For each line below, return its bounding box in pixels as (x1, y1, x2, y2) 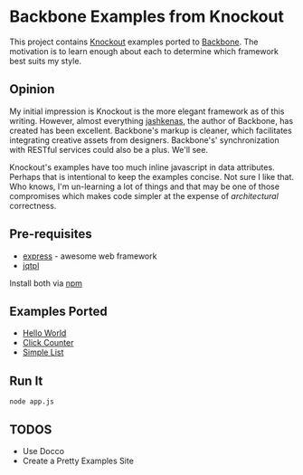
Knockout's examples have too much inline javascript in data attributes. (9, 161, 275, 173)
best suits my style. (9, 55, 82, 66)
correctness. (9, 200, 57, 211)
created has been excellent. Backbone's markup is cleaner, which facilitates (9, 125, 292, 136)
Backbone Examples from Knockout (9, 6, 285, 27)
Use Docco (22, 446, 65, 456)
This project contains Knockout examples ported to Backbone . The (9, 36, 259, 47)
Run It (9, 373, 43, 388)
